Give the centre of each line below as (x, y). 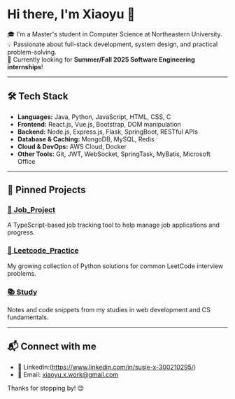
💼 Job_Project (31, 210)
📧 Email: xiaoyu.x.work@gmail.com (68, 374)
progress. (21, 232)
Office (26, 161)
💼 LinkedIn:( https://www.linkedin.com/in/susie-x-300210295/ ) (107, 367)
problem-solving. (32, 52)
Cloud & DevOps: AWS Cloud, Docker (72, 146)
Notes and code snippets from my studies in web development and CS (109, 310)
